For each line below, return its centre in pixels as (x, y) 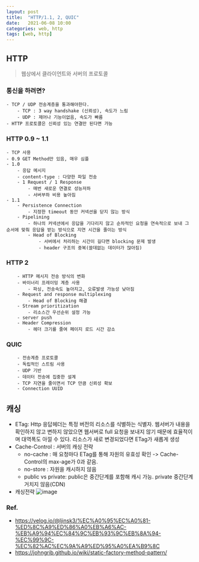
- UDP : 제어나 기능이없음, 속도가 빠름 (60, 118)
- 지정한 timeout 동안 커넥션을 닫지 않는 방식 (79, 212)
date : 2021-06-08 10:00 (38, 23)
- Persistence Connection (50, 205)
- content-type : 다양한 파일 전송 (57, 177)
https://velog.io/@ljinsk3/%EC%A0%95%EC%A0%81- (83, 521)
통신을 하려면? (26, 91)
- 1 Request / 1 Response (50, 182)
